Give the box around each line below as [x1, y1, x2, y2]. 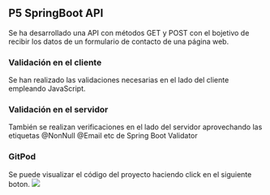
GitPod [8, 151, 36, 163]
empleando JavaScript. [8, 84, 86, 94]
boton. [8, 179, 31, 189]
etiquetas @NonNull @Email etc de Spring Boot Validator [8, 131, 199, 141]
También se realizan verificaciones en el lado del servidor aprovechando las [8, 122, 263, 132]
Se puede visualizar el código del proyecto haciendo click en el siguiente [8, 169, 252, 179]
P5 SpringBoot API [8, 6, 104, 20]
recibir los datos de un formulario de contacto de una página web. [8, 36, 229, 46]
